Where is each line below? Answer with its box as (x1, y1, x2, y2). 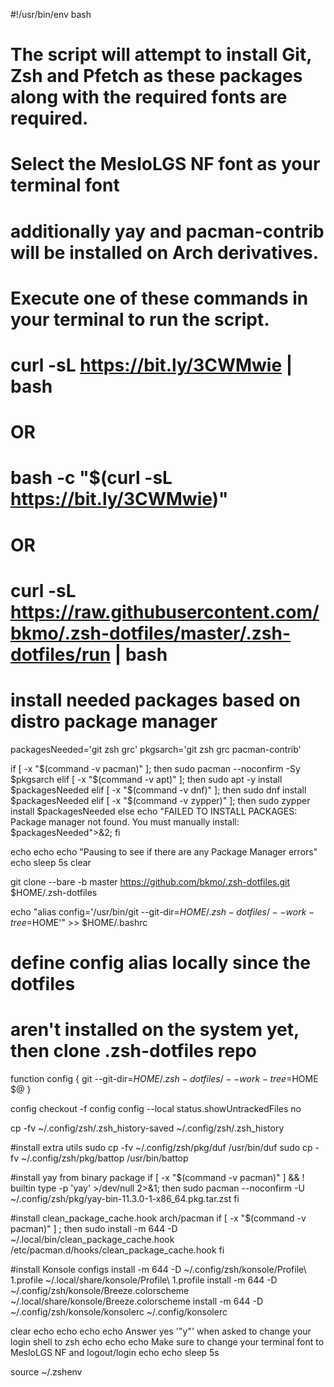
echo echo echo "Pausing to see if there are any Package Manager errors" (10, 845, 318, 858)
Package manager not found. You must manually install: (10, 815, 240, 828)
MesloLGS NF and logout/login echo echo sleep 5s (10, 1346, 220, 1358)
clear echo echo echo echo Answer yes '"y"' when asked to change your (10, 1325, 312, 1337)
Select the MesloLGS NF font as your (10, 153, 321, 176)
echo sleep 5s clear (10, 856, 92, 868)
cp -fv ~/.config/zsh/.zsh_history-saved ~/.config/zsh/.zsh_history (10, 1122, 285, 1134)
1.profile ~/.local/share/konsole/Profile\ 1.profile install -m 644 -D (10, 1274, 278, 1286)
